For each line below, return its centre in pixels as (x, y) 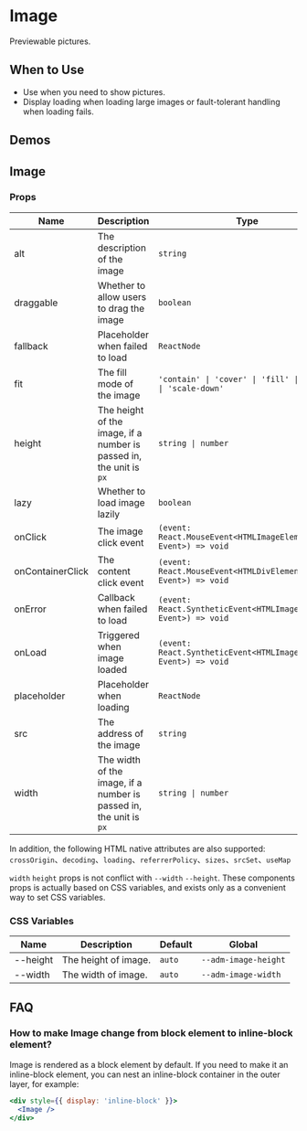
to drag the (121, 308)
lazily (109, 514)
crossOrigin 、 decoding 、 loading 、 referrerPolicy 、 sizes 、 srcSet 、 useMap (150, 859)
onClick (31, 537)
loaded (112, 669)
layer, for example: (44, 1083)
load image (121, 502)
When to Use (47, 70)
